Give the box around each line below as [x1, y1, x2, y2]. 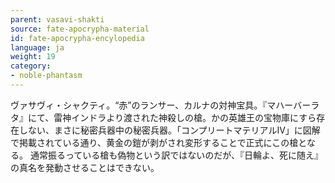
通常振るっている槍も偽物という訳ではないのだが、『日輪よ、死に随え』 [29, 149, 323, 161]
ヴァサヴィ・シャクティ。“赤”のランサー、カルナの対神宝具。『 [10, 99, 268, 111]
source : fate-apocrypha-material [10, 24, 150, 34]
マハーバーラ [266, 99, 320, 111]
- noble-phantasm [10, 71, 83, 81]
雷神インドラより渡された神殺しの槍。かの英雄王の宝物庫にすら [53, 111, 317, 123]
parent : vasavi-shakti [10, 14, 105, 25]
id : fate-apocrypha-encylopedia [10, 33, 145, 43]
